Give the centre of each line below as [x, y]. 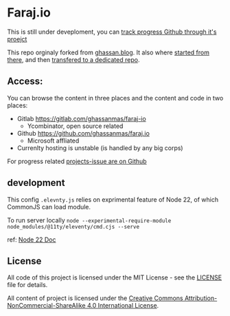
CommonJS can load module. [49, 207]
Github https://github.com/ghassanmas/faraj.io [83, 133]
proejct [17, 39]
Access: [25, 82]
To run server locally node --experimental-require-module [89, 220]
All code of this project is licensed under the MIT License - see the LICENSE [114, 277]
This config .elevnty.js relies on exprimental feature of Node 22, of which [113, 199]
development [36, 183]
